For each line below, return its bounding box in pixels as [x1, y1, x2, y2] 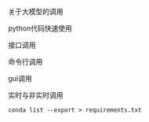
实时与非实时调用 [8, 91, 64, 100]
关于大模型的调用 [8, 7, 64, 16]
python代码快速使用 [8, 24, 72, 33]
